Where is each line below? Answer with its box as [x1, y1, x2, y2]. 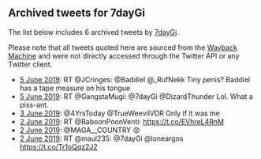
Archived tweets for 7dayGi [8, 6, 146, 20]
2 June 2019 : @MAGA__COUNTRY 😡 [19, 125, 140, 134]
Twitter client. [8, 59, 53, 69]
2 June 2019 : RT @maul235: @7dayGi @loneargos [19, 134, 184, 143]
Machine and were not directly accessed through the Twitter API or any [8, 51, 240, 60]
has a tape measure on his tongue [19, 83, 131, 93]
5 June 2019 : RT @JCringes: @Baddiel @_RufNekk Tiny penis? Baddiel [19, 74, 251, 84]
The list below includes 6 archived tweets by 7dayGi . [8, 27, 179, 36]
